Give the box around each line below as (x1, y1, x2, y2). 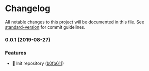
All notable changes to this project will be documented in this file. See (5, 19, 145, 25)
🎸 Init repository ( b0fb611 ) (12, 60, 64, 66)
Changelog (5, 3, 50, 14)
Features (5, 49, 27, 56)
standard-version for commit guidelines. (5, 24, 85, 30)
